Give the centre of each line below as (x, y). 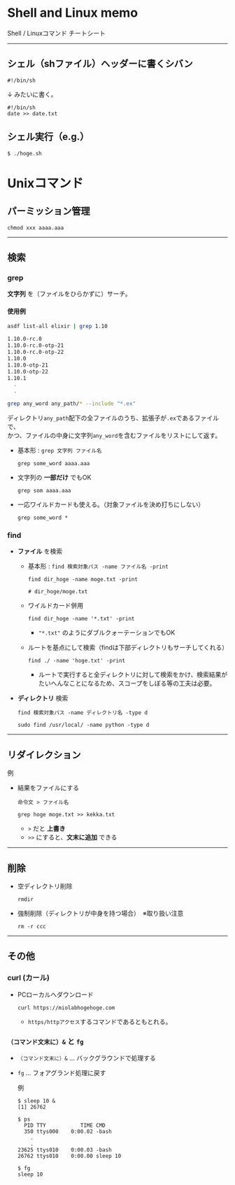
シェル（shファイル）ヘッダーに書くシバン (100, 64)
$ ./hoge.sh (24, 153)
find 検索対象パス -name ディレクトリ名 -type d (83, 713)
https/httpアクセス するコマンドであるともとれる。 (100, 1021)
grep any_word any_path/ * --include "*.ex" (72, 404)
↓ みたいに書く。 (32, 94)
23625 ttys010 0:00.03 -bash (64, 1150)
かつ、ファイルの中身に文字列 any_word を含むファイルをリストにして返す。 (114, 436)
